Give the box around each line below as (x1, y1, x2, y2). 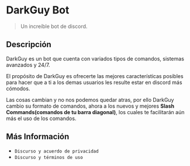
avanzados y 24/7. (6, 61, 50, 68)
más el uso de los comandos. (6, 115, 77, 122)
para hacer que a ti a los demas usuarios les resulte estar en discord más (6, 79, 182, 86)
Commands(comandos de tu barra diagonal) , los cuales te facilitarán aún (6, 108, 185, 115)
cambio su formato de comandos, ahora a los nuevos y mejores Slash (6, 103, 174, 110)
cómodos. (6, 85, 30, 92)
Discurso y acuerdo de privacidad (14, 148, 99, 154)
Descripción (6, 40, 51, 50)
